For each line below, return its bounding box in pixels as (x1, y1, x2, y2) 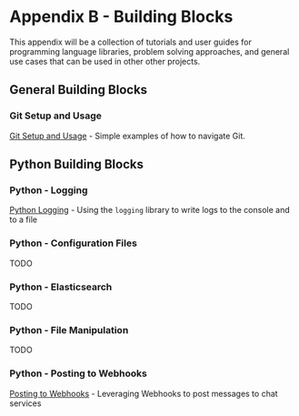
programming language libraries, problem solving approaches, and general (9, 46, 290, 56)
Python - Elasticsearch (9, 280, 113, 293)
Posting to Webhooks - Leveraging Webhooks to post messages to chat (9, 388, 279, 399)
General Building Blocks (9, 82, 148, 97)
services (9, 398, 42, 409)
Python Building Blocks (9, 157, 144, 172)
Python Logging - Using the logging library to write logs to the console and (9, 205, 290, 216)
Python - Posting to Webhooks (9, 367, 147, 380)
